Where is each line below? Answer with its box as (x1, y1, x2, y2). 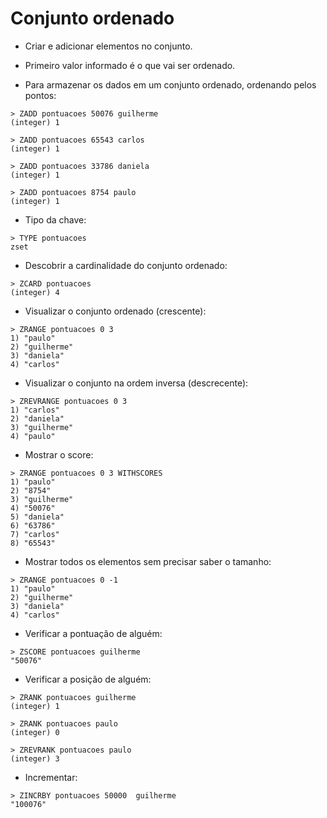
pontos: (24, 89, 57, 101)
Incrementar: (24, 771, 78, 783)
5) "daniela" (10, 512, 65, 522)
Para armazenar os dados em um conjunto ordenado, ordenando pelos (24, 78, 317, 91)
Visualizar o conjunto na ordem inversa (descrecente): (24, 377, 249, 389)
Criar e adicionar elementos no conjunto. (24, 40, 193, 52)
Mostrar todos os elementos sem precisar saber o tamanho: (24, 555, 272, 567)
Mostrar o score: (24, 448, 94, 461)
